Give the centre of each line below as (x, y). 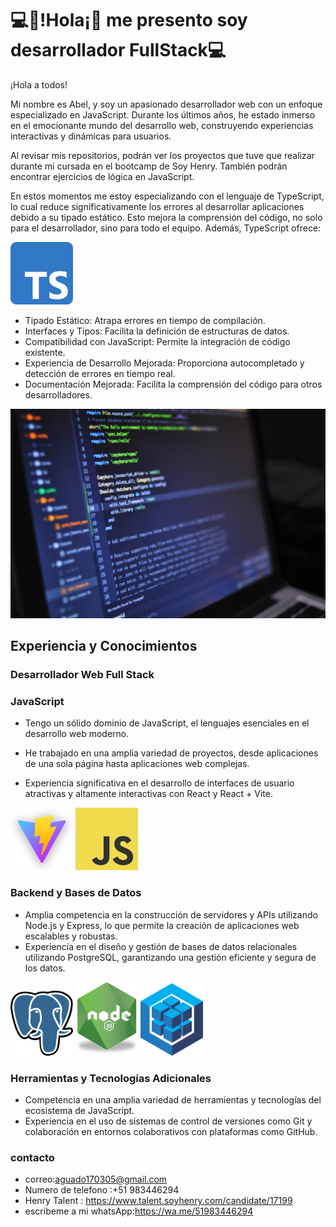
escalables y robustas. (71, 936)
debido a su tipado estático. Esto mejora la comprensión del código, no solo (166, 217)
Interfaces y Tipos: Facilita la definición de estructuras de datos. (157, 331)
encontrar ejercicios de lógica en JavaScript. (102, 176)
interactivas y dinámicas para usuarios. (91, 136)
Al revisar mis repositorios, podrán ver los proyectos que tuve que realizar (162, 155)
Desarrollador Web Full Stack (82, 674)
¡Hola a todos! (39, 84)
